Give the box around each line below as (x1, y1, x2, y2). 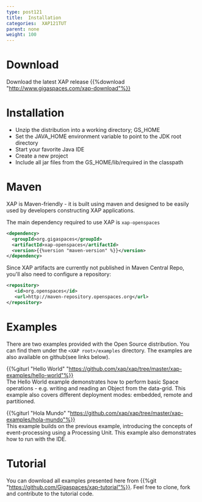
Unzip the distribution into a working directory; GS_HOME (15, 126, 161, 133)
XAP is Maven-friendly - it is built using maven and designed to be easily (6, 200, 189, 208)
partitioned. (6, 398, 35, 405)
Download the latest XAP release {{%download (6, 78, 125, 85)
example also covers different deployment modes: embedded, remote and (6, 391, 193, 398)
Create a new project (15, 152, 68, 159)
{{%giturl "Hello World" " (6, 365, 69, 373)
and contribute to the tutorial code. (6, 490, 94, 497)
